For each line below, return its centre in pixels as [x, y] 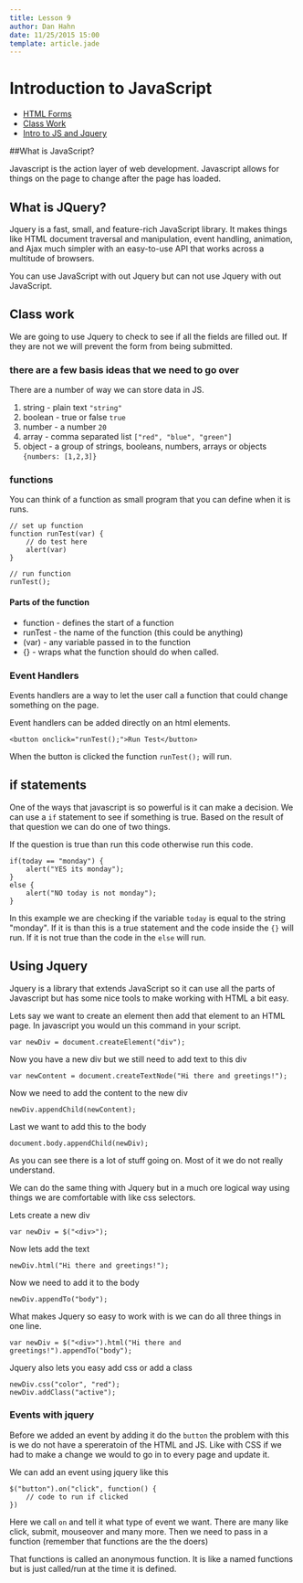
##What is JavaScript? [52, 151]
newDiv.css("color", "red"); [65, 1384]
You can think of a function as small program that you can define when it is [150, 500]
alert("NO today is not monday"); [91, 893]
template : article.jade [55, 43]
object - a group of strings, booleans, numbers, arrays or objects [145, 446]
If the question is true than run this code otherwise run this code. [131, 844]
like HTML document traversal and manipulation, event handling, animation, [151, 239]
